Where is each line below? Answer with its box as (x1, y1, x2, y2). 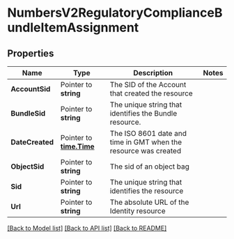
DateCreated (10, 137, 54, 147)
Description (133, 68, 173, 77)
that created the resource (109, 88, 193, 98)
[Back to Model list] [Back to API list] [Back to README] (7, 224, 167, 232)
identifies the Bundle (109, 109, 178, 118)
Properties (7, 47, 54, 59)
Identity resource (109, 206, 166, 215)
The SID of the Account (109, 80, 187, 89)
